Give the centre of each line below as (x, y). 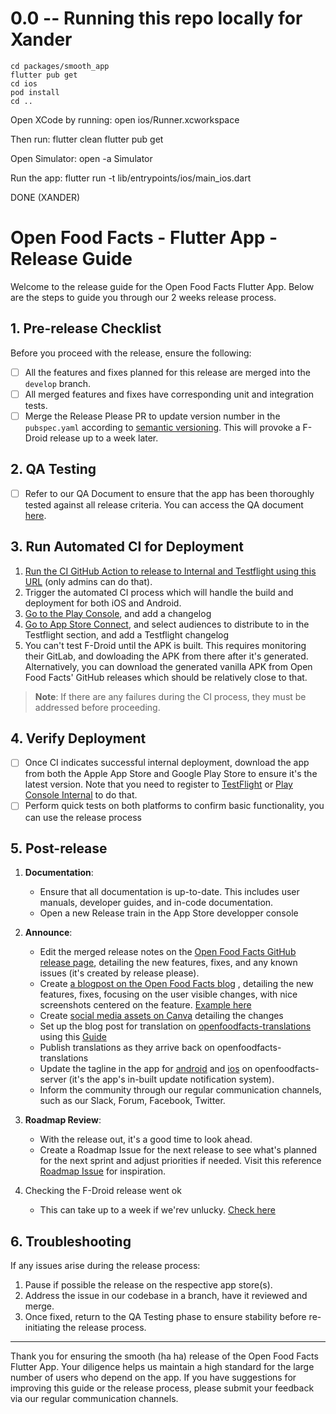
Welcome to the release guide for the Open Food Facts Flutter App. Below (162, 286)
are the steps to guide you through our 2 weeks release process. (143, 297)
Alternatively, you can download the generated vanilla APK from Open (168, 666)
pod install (35, 92)
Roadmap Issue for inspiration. (103, 1171)
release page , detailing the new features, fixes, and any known (168, 963)
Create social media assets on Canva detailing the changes (161, 1016)
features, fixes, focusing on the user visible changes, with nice (168, 994)
